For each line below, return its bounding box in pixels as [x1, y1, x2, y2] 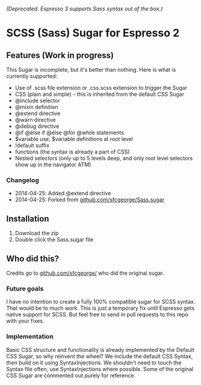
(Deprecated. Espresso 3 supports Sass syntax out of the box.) [6, 5, 163, 12]
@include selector [14, 97, 60, 104]
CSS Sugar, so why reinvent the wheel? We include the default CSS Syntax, [6, 352, 193, 360]
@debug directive [14, 123, 60, 130]
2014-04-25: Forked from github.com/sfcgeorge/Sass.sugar [14, 196, 165, 204]
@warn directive [14, 116, 56, 123]
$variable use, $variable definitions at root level [14, 136, 134, 142]
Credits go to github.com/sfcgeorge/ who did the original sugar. [6, 269, 164, 277]
